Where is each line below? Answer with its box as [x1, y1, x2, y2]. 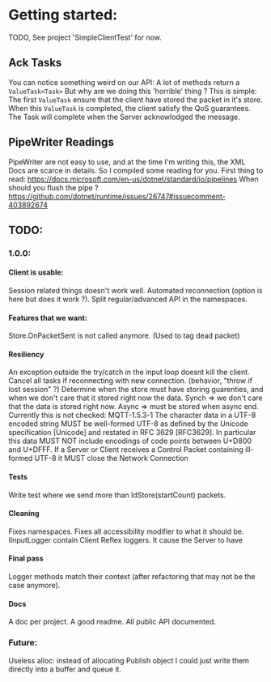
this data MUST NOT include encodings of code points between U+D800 [8, 436, 252, 446]
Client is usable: [8, 267, 64, 277]
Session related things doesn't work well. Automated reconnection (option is [8, 286, 263, 296]
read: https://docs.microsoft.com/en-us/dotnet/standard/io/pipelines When [8, 174, 259, 184]
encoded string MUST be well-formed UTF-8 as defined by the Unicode [8, 419, 248, 428]
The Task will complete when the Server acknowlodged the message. [8, 112, 240, 121]
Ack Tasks [8, 56, 62, 70]
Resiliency [8, 349, 44, 359]
